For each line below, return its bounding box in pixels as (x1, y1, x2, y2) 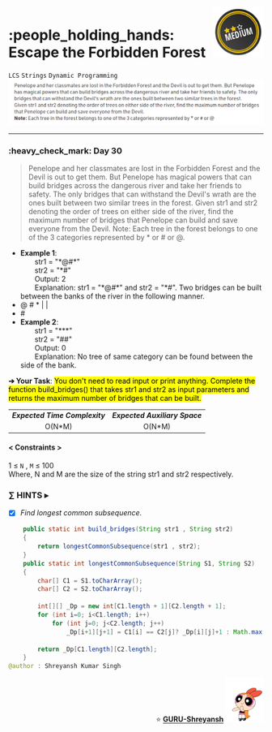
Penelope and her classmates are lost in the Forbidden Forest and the (28, 164, 261, 174)
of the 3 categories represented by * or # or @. (28, 233, 185, 243)
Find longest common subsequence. (19, 508, 142, 518)
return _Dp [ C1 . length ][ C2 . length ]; (37, 645, 158, 653)
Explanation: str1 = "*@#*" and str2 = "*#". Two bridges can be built (34, 282, 262, 293)
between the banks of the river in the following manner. (19, 291, 205, 301)
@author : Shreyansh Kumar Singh (8, 662, 121, 670)
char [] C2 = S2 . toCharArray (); (37, 585, 143, 593)
